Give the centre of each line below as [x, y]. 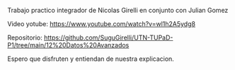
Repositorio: [25, 37]
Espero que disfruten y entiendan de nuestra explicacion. [91, 59]
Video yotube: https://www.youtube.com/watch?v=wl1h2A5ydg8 [102, 24]
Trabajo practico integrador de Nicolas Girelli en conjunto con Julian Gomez [118, 10]
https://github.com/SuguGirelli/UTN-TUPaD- [108, 37]
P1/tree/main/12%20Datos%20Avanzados [68, 45]
